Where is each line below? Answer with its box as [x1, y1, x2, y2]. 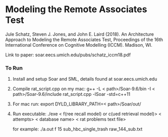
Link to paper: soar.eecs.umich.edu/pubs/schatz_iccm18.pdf [5, 52, 131, 58]
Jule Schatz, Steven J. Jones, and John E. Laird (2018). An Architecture [5, 31, 154, 37]
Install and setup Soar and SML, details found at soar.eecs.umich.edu [12, 76, 157, 82]
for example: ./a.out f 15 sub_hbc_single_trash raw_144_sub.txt [12, 126, 143, 132]
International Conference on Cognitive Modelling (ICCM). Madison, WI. [5, 42, 153, 48]
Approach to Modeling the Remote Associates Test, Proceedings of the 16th [5, 37, 163, 43]
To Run [5, 64, 23, 72]
